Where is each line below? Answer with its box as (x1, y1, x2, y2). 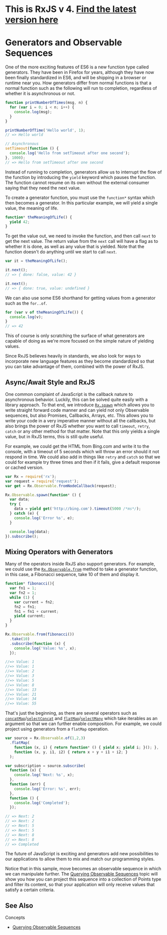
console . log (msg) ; (14, 109, 52, 114)
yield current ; (14, 613, 46, 619)
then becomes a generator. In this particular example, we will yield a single (5, 199, 158, 205)
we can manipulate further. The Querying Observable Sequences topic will (5, 871, 158, 877)
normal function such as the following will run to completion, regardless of (5, 85, 158, 91)
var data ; (9, 497, 30, 502)
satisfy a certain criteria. (5, 887, 55, 893)
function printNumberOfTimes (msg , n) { (5, 100, 88, 105)
